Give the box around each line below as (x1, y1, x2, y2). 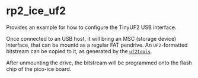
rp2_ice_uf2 (6, 4, 66, 18)
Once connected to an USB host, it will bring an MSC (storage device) (6, 35, 177, 42)
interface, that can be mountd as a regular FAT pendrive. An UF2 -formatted (6, 41, 188, 48)
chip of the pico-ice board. (6, 65, 72, 72)
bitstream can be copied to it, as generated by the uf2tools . (6, 47, 152, 54)
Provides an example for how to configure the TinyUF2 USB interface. (6, 24, 177, 31)
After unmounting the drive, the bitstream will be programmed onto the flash (6, 59, 193, 66)
